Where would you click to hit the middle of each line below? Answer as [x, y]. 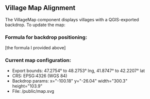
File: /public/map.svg [33, 91]
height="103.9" [27, 86]
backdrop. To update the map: [35, 25]
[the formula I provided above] [35, 48]
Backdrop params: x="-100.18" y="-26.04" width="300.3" [70, 81]
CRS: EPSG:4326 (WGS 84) [40, 76]
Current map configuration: [38, 60]
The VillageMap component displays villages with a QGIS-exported [72, 19]
